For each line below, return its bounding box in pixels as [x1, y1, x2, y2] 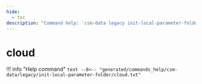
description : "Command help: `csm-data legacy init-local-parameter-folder [6, 20, 200, 26]
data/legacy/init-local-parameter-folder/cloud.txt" [6, 72, 141, 78]
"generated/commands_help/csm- [99, 67, 178, 73]
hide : [6, 8, 20, 15]
